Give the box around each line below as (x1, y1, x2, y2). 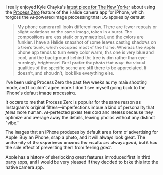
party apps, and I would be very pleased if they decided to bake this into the (5, 159, 159, 165)
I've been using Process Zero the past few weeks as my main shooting (5, 80, 147, 85)
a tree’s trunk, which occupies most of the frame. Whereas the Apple (17, 45, 156, 50)
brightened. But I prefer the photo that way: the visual (37, 60, 145, 65)
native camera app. (5, 164, 44, 170)
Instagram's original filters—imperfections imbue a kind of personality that (5, 104, 155, 110)
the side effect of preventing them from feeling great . (5, 145, 112, 150)
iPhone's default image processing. (5, 90, 77, 95)
